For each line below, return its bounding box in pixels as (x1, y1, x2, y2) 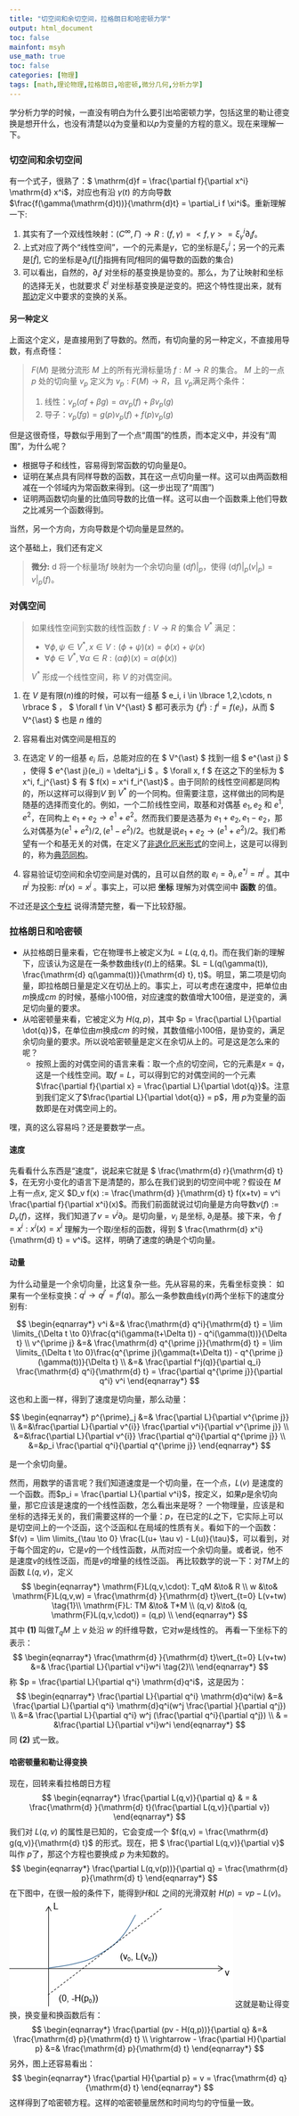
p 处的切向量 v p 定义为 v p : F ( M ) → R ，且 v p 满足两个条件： (30, 375, 247, 389)
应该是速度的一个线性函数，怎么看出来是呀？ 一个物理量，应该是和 (39, 1500, 285, 1511)
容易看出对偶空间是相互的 (21, 733, 117, 744)
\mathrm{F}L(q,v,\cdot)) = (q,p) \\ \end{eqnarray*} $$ (51, 1610, 248, 1620)
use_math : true (9, 52, 66, 62)
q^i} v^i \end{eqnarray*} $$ (99, 1376, 200, 1387)
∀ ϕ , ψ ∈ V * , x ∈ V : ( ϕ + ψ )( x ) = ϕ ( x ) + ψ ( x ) (44, 640, 206, 652)
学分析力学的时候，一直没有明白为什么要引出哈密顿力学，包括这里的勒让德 (9, 107, 282, 118)
